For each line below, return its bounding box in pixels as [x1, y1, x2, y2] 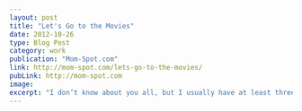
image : [9, 80, 34, 89]
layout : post [9, 13, 58, 22]
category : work [9, 47, 67, 55]
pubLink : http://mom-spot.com [9, 72, 123, 81]
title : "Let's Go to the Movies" [9, 21, 135, 30]
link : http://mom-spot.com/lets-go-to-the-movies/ [9, 64, 203, 73]
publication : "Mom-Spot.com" [9, 55, 119, 64]
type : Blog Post [9, 38, 70, 47]
